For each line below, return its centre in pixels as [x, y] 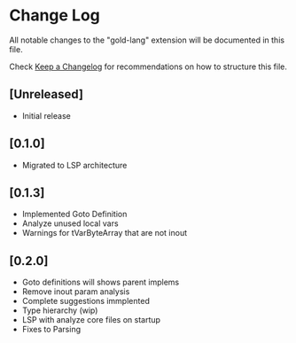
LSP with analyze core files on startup [91, 320]
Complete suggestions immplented [86, 301]
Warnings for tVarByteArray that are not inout [105, 233]
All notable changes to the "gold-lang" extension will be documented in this [147, 40]
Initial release [46, 115]
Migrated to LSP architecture [74, 165]
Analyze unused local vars [70, 223]
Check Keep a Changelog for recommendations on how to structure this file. [148, 66]
